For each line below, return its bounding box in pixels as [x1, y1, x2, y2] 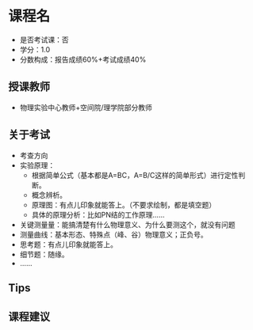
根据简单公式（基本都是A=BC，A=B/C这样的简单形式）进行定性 [31, 170, 239, 180]
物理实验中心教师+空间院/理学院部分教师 [19, 102, 153, 112]
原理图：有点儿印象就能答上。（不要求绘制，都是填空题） [31, 199, 217, 210]
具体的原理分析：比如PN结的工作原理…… [31, 210, 165, 219]
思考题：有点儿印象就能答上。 [19, 239, 117, 249]
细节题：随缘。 [19, 249, 69, 259]
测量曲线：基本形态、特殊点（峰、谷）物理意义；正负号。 [19, 229, 208, 239]
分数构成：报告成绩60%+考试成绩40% [19, 55, 147, 64]
